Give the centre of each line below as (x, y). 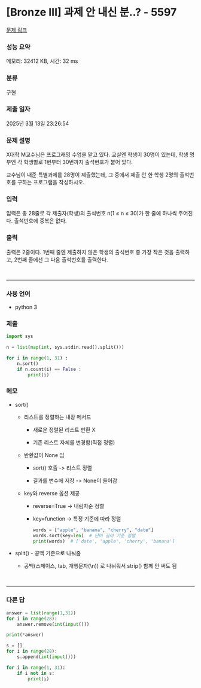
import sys (20, 337)
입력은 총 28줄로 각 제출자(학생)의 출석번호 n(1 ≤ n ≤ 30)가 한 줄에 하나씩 (92, 214)
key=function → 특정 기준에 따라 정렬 (77, 519)
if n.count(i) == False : (49, 369)
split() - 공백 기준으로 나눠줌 (48, 553)
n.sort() (28, 363)
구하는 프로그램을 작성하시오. (51, 182)
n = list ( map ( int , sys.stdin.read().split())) (65, 348)
